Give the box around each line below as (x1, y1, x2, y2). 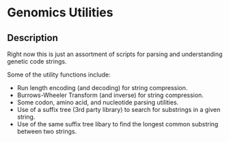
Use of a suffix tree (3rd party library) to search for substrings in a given (16, 106, 221, 113)
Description (7, 32, 58, 44)
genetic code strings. (7, 57, 67, 66)
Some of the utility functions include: (7, 70, 111, 79)
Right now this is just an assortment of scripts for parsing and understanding (7, 50, 223, 58)
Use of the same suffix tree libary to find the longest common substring (16, 120, 219, 128)
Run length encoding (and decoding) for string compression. (16, 84, 188, 91)
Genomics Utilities (7, 5, 113, 20)
